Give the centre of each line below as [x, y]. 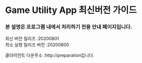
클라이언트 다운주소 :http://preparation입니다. [50, 56]
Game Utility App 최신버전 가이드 [71, 10]
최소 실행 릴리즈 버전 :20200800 [37, 45]
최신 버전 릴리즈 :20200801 [32, 39]
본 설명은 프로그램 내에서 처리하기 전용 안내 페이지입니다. [69, 27]
